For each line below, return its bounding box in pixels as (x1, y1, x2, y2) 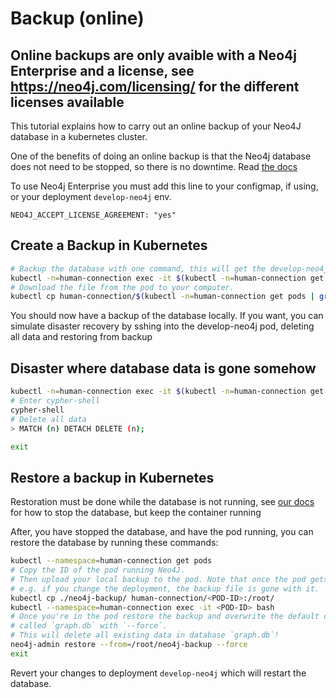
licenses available (10, 93, 125, 111)
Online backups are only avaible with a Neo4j (10, 47, 297, 64)
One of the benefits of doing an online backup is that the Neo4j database (10, 150, 312, 162)
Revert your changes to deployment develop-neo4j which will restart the (10, 667, 307, 679)
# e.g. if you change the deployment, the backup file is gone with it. (10, 583, 320, 594)
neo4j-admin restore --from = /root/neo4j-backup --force (10, 640, 248, 650)
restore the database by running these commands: (10, 537, 219, 549)
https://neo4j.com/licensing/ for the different (10, 78, 300, 95)
